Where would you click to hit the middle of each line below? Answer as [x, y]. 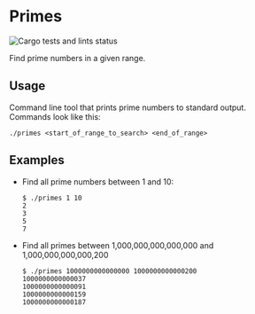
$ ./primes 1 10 [52, 198]
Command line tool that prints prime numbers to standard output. [127, 107]
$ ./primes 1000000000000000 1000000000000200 [109, 271]
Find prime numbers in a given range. [77, 58]
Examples [37, 160]
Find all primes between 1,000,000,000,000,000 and [118, 245]
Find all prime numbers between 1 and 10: [98, 181]
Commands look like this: [55, 116]
